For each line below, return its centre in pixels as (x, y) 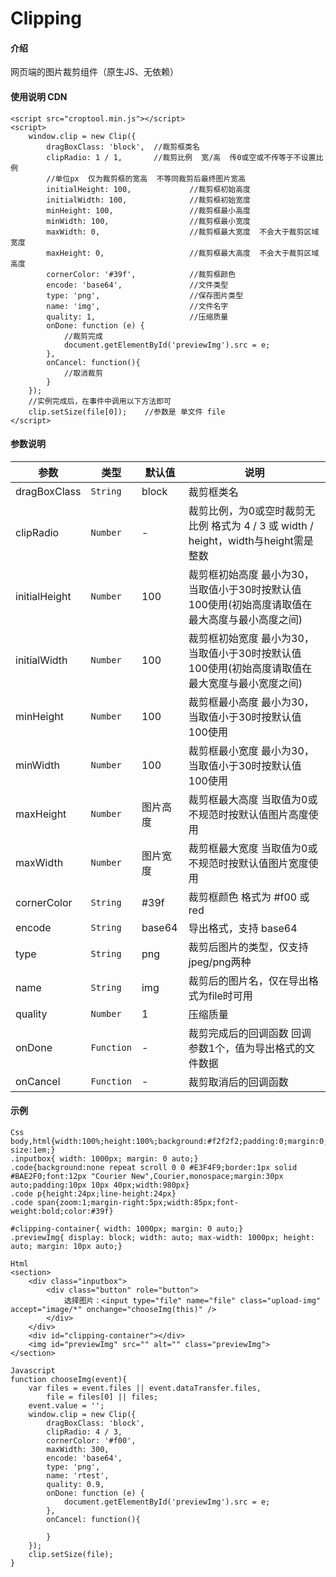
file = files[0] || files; (102, 1397)
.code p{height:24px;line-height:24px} (93, 1194)
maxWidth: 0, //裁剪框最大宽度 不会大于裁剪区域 (183, 232)
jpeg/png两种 (220, 962)
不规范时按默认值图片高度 (248, 814)
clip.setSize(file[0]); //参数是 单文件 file (127, 412)
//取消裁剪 (83, 373)
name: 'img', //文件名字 (137, 306)
